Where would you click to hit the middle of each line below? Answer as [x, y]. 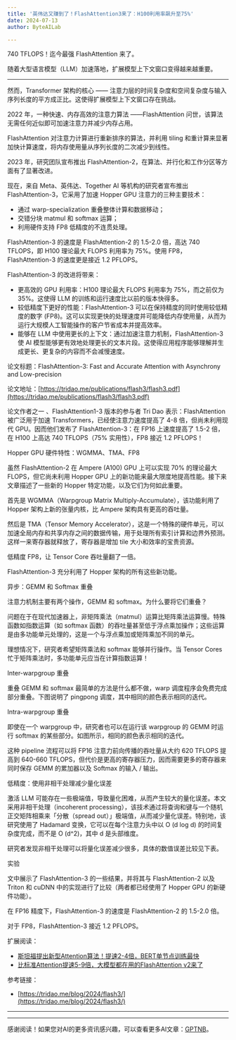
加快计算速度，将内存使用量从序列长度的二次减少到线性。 [90, 147]
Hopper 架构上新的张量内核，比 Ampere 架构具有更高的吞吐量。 [100, 509]
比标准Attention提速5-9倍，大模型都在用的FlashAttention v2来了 [110, 965]
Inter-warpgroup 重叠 [38, 673]
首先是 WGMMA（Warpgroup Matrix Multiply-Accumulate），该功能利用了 [113, 501]
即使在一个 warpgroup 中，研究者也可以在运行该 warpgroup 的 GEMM [109, 727]
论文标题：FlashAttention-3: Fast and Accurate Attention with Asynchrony [114, 367]
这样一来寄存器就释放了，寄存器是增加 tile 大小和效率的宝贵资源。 [103, 542]
